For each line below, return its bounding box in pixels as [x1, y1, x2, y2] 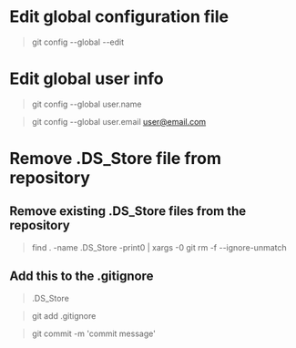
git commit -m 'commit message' [31, 328, 157, 339]
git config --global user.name [31, 98, 143, 109]
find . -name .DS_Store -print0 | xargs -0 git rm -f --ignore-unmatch [31, 241, 287, 252]
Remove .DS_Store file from [9, 148, 221, 169]
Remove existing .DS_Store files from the [9, 203, 247, 220]
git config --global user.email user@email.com [31, 116, 207, 127]
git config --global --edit [31, 36, 125, 47]
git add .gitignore [31, 310, 97, 321]
